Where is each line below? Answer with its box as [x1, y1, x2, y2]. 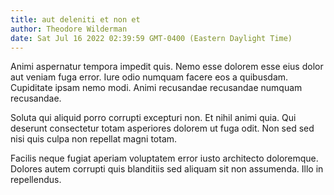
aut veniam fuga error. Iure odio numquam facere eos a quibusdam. [10, 71, 289, 83]
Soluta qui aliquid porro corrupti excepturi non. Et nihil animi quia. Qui [10, 112, 297, 124]
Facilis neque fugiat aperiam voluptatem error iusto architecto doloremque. [10, 152, 319, 165]
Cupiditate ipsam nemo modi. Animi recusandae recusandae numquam [10, 82, 303, 94]
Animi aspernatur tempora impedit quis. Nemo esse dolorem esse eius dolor [10, 61, 324, 73]
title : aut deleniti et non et [10, 14, 141, 25]
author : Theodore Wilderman [10, 24, 128, 34]
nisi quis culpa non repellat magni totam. [10, 133, 178, 145]
